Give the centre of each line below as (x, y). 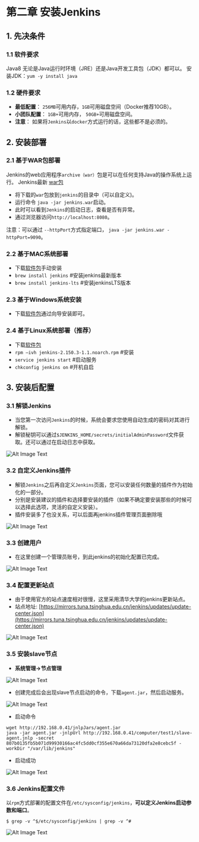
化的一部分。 (30, 492)
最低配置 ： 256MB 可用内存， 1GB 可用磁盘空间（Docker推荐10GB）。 (95, 107)
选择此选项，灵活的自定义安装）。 (60, 507)
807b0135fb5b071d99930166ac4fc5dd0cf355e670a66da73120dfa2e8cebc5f (91, 743)
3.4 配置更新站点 (30, 585)
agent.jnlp (20, 738)
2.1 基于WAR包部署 (33, 160)
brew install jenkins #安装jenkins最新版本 (68, 275)
